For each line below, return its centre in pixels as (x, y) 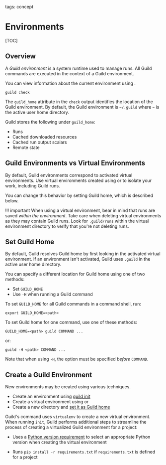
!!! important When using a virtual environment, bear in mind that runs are (80, 210)
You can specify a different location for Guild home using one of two (75, 274)
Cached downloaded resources (44, 137)
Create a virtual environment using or (50, 402)
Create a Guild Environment (49, 375)
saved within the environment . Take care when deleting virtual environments (83, 215)
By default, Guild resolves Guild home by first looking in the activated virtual (83, 254)
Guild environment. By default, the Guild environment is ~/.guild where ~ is (82, 107)
